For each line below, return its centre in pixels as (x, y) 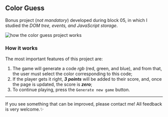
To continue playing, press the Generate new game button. (71, 90)
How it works (21, 48)
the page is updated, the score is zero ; (52, 85)
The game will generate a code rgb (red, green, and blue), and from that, (87, 69)
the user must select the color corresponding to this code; (72, 74)
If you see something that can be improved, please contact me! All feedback (84, 104)
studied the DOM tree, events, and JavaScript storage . (61, 25)
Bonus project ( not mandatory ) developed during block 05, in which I (76, 20)
